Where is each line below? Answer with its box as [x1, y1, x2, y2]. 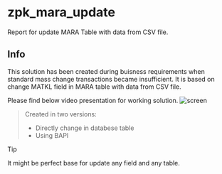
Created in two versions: [24, 109, 97, 118]
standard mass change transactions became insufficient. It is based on [7, 75, 215, 83]
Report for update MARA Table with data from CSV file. [7, 28, 169, 36]
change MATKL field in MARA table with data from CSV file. [7, 82, 181, 91]
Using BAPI [35, 131, 69, 139]
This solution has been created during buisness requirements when [7, 67, 205, 75]
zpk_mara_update [7, 4, 116, 21]
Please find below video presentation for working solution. [7, 96, 179, 104]
